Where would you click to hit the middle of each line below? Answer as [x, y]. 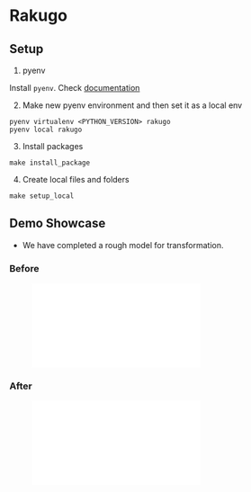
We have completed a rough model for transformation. [123, 245]
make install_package [50, 163]
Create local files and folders [76, 179]
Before [24, 268]
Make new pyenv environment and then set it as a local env [132, 105]
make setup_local [42, 196]
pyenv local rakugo [46, 130]
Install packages [53, 146]
